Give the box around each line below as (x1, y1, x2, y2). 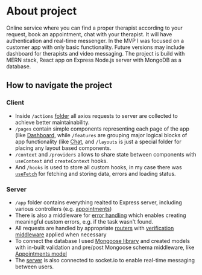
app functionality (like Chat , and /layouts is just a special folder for (14, 138, 182, 145)
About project (6, 4, 77, 18)
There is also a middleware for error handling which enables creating (14, 212, 186, 219)
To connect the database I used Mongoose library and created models (14, 237, 190, 244)
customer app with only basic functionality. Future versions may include (6, 44, 185, 51)
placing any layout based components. (14, 144, 112, 152)
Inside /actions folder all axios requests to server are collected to (14, 112, 178, 119)
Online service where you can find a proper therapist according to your (6, 24, 183, 31)
